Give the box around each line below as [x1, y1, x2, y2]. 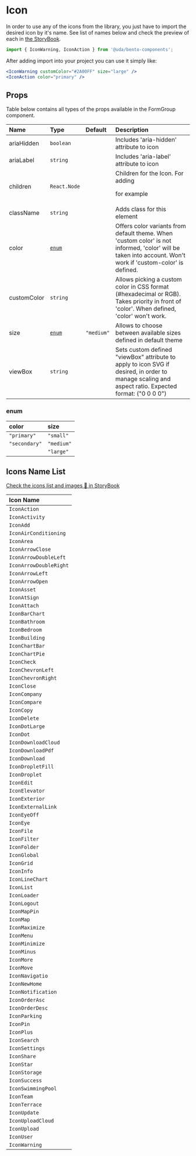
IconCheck [9, 659, 36, 666]
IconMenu [9, 932, 33, 939]
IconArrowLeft [9, 570, 48, 577]
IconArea [9, 538, 33, 545]
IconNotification [9, 989, 57, 996]
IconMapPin [9, 908, 39, 915]
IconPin [9, 1021, 30, 1028]
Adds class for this [115, 205, 166, 214]
